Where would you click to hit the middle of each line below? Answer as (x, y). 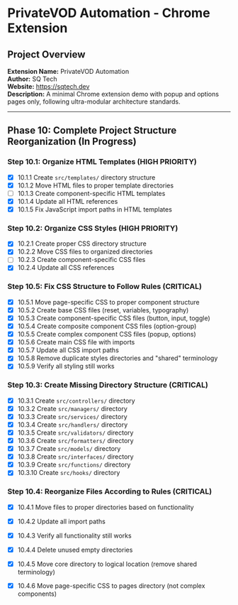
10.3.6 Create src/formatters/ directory (75, 441)
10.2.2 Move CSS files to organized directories (85, 252)
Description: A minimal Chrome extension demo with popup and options (113, 94)
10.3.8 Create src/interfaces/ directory (75, 457)
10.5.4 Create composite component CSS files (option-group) (107, 326)
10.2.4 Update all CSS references (66, 268)
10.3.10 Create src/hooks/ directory (69, 473)
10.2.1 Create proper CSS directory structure (82, 244)
